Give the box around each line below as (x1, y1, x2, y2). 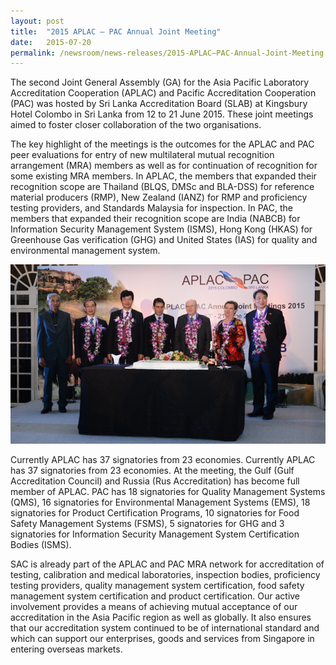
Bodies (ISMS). (10, 538, 72, 550)
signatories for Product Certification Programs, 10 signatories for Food (10, 506, 300, 519)
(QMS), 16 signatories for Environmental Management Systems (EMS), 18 (10, 496, 311, 508)
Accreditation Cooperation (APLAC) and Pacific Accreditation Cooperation (10, 87, 317, 99)
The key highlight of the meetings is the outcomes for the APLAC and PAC (10, 138, 315, 150)
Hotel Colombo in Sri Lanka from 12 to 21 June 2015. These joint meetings (10, 108, 314, 120)
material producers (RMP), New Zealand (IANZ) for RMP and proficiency (10, 191, 308, 204)
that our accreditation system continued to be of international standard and (10, 621, 320, 634)
